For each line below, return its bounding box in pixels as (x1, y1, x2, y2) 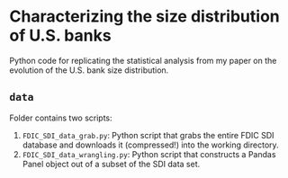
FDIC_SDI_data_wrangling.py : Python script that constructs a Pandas (22, 148, 276, 159)
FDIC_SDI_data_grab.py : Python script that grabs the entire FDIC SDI (22, 129, 274, 140)
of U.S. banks (9, 25, 112, 46)
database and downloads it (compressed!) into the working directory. (22, 139, 279, 150)
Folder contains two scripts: (9, 112, 112, 123)
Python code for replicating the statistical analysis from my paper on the (9, 55, 277, 66)
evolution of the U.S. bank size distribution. (9, 65, 169, 76)
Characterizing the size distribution (9, 6, 281, 27)
